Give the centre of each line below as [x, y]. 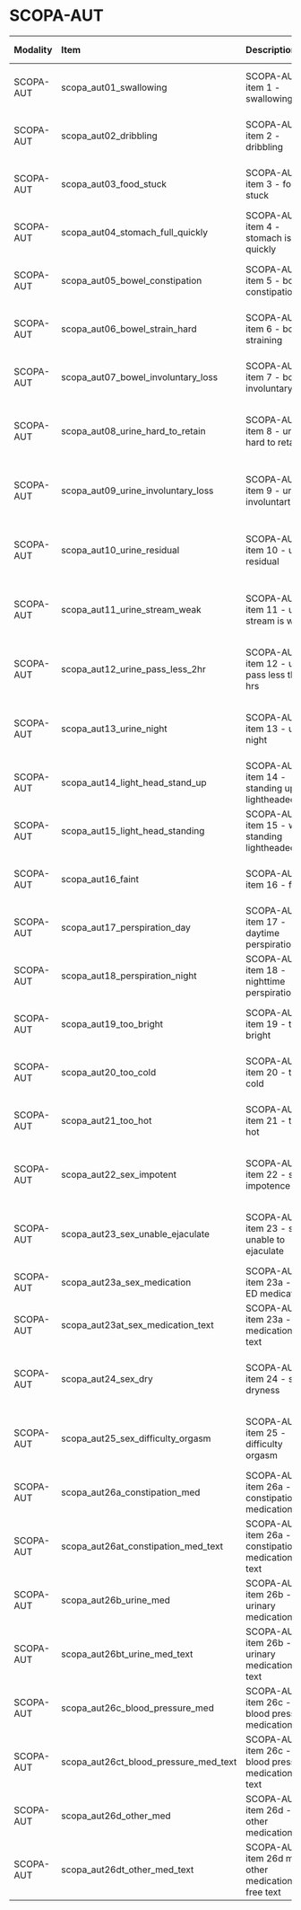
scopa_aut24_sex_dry [107, 1378]
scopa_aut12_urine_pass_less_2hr [133, 668]
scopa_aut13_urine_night [114, 729]
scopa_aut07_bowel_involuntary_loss [139, 376]
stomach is [269, 237]
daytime [263, 933]
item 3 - [263, 183]
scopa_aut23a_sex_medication [126, 1282]
